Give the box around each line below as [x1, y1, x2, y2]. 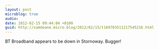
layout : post [5, 7, 32, 12]
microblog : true [5, 12, 38, 16]
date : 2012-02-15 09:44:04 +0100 [5, 20, 73, 26]
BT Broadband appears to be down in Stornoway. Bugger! [5, 38, 121, 44]
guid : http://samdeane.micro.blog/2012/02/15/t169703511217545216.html [5, 25, 154, 30]
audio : [5, 16, 19, 21]
